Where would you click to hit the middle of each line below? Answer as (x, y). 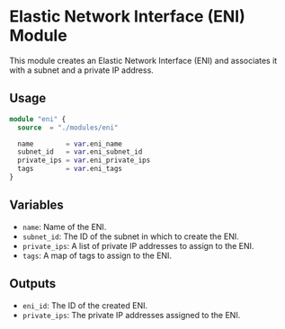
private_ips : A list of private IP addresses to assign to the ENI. (138, 245)
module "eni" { (38, 119)
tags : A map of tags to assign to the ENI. (97, 255)
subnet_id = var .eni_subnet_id (80, 152)
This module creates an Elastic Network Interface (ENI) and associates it (143, 60)
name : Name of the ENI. (64, 227)
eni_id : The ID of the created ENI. (85, 305)
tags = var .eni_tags (70, 169)
